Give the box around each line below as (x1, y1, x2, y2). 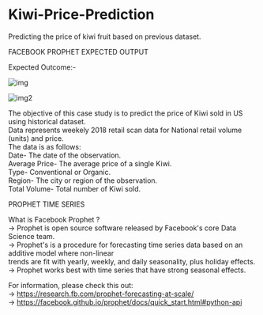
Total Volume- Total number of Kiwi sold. (8, 184, 141, 193)
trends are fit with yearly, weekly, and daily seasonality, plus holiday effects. (8, 256, 256, 266)
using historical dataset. (8, 116, 86, 126)
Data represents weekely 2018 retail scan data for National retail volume (8, 125, 242, 135)
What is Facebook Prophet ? (8, 214, 100, 224)
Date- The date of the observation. (8, 150, 122, 160)
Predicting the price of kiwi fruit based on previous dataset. (8, 32, 201, 41)
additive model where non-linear (8, 248, 115, 258)
